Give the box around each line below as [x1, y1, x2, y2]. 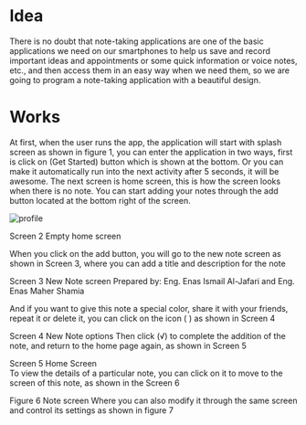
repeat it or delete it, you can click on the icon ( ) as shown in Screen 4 [9, 313, 276, 324]
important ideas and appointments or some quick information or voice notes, [9, 55, 299, 66]
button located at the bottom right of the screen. [9, 195, 192, 206]
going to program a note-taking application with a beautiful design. [9, 74, 261, 85]
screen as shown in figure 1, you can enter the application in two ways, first [9, 146, 293, 157]
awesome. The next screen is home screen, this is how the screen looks [9, 175, 281, 186]
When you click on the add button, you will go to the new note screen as [9, 248, 281, 259]
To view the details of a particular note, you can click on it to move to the [9, 367, 283, 378]
